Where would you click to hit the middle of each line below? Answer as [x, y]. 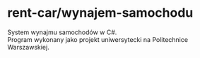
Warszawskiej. [28, 47]
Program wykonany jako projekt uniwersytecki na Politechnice [98, 39]
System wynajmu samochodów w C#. [62, 32]
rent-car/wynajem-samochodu [100, 13]
